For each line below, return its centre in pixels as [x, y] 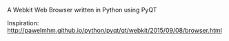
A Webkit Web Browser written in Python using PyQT [82, 10]
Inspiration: [23, 23]
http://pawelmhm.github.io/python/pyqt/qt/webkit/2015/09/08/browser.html [114, 30]
